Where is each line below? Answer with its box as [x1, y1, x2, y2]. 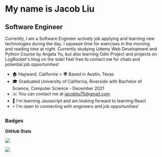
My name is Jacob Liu [5, 3, 95, 15]
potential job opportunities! [5, 62, 59, 67]
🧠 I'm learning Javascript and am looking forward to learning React [12, 98, 146, 104]
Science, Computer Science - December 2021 [12, 86, 105, 91]
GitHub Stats [5, 128, 32, 134]
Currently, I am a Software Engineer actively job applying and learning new [5, 35, 155, 41]
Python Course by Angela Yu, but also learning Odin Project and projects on [5, 51, 157, 57]
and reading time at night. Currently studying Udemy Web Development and [5, 46, 157, 52]
